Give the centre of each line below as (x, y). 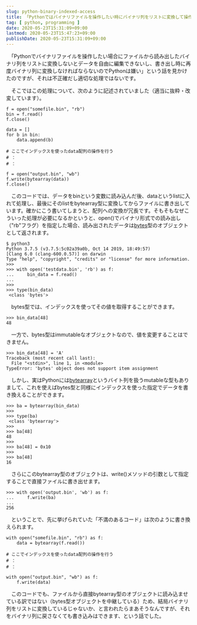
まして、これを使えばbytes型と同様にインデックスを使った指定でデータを (95, 387)
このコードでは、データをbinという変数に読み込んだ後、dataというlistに (98, 196)
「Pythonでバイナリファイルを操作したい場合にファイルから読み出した (95, 56)
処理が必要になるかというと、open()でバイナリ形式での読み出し (103, 218)
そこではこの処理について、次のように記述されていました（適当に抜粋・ (98, 91)
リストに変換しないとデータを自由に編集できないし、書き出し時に (106, 63)
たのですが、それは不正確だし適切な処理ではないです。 (72, 78)
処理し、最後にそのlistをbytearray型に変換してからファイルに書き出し (100, 203)
